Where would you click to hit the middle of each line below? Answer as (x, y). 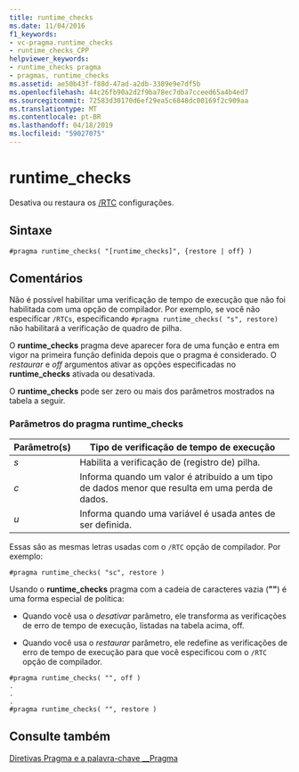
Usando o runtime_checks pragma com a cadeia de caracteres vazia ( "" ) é (148, 589)
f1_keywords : (33, 34)
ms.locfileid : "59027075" (57, 134)
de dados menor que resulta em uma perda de (176, 487)
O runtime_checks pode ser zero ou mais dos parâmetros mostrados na (142, 391)
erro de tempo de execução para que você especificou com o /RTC (144, 652)
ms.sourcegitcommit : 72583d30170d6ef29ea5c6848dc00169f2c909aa (129, 100)
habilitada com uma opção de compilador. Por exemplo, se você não (135, 310)
